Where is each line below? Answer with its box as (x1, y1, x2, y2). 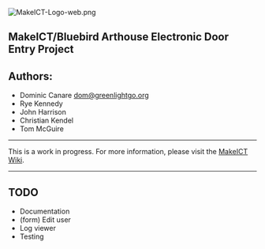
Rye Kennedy (19, 99, 63, 108)
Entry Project (8, 43, 74, 56)
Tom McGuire (19, 124, 65, 134)
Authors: (8, 70, 53, 83)
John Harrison (19, 108, 67, 117)
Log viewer (19, 224, 57, 233)
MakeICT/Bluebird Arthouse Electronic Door (8, 30, 229, 43)
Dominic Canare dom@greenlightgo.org (19, 91, 149, 100)
